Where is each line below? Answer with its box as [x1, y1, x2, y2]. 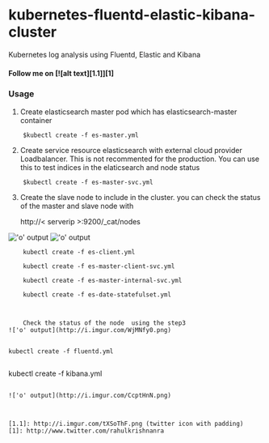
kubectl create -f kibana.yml [8, 368, 103, 378]
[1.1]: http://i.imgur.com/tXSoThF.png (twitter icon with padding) [8, 420, 244, 428]
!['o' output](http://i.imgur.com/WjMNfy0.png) [8, 326, 172, 334]
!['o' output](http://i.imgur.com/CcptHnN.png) [8, 391, 172, 399]
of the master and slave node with [19, 201, 134, 211]
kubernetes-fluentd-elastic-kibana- [8, 6, 256, 24]
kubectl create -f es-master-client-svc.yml [23, 262, 175, 270]
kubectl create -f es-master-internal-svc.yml [23, 276, 183, 284]
